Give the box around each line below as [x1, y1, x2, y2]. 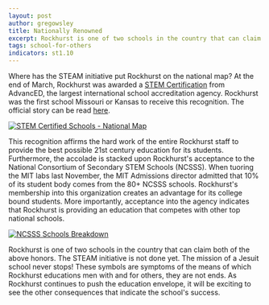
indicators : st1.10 [8, 49, 74, 57]
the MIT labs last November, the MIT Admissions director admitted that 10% [8, 171, 259, 180]
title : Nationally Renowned [8, 27, 103, 35]
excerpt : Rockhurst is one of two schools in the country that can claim [8, 34, 262, 43]
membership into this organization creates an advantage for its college [8, 188, 243, 197]
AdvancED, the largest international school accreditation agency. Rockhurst [8, 89, 259, 97]
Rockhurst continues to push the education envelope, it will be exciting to [8, 279, 251, 288]
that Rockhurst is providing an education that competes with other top [8, 205, 241, 214]
